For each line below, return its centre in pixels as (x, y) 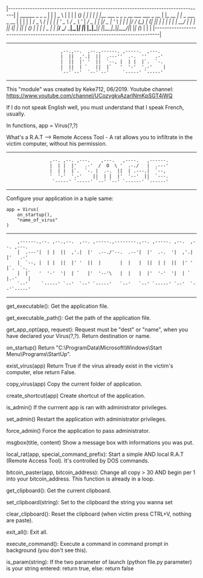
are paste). (20, 520)
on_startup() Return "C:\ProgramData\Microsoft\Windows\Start (84, 348)
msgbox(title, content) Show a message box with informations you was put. (100, 443)
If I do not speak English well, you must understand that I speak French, (95, 107)
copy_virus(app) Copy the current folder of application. (74, 384)
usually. (16, 114)
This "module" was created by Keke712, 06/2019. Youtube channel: (90, 89)
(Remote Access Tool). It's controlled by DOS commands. (78, 461)
